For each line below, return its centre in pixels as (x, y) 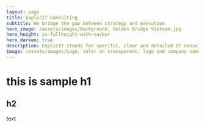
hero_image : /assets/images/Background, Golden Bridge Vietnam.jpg (94, 29)
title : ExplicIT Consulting (42, 18)
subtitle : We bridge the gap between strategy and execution (86, 23)
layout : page (23, 12)
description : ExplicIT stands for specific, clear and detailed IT (94, 46)
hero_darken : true (30, 40)
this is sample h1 (49, 81)
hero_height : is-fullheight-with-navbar (59, 35)
